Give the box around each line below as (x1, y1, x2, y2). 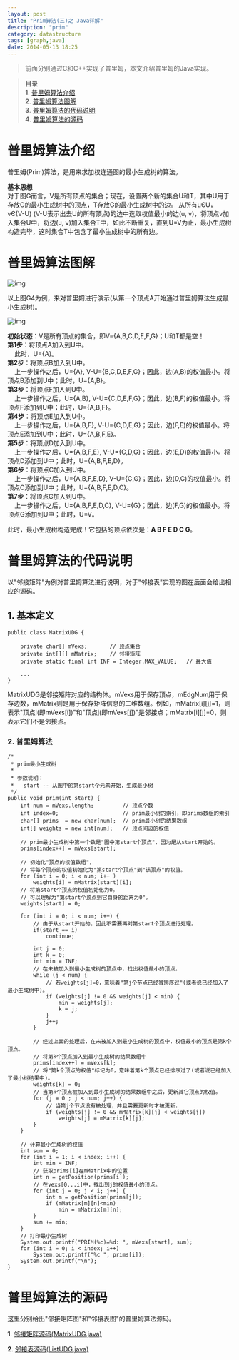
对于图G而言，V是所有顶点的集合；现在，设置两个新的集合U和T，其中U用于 (7, 191, 230, 200)
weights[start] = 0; (20, 900, 81, 907)
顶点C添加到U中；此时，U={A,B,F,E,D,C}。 (7, 483, 133, 492)
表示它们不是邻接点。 (7, 716, 70, 725)
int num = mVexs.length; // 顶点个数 (20, 802, 153, 809)
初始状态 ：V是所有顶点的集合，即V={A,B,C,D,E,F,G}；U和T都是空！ (7, 331, 205, 340)
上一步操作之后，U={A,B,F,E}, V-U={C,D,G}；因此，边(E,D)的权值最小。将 (14, 447, 230, 456)
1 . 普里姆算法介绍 (24, 88, 76, 96)
